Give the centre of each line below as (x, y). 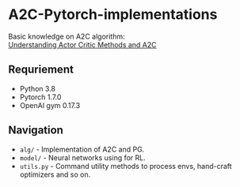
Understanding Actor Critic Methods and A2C (82, 44)
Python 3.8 (37, 88)
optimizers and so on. (55, 174)
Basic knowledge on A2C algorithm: (67, 36)
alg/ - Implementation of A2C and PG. (82, 149)
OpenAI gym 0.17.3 (50, 105)
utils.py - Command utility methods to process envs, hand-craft (126, 166)
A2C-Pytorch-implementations (113, 15)
